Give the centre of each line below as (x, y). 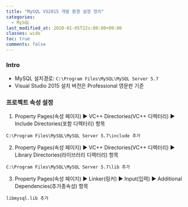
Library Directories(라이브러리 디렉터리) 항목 (66, 155)
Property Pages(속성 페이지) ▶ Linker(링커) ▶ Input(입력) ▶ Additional (98, 179)
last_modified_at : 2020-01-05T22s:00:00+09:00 (64, 28)
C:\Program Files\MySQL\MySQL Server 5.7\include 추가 (73, 136)
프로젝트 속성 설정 (30, 102)
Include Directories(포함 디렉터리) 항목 (60, 123)
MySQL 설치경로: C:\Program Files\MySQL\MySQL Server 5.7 (86, 79)
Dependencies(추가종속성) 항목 (51, 186)
